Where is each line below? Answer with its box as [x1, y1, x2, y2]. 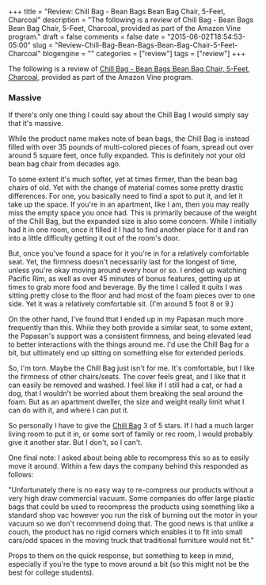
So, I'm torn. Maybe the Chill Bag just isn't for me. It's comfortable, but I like [8, 363, 255, 373]
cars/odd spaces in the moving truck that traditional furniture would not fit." [8, 536, 255, 545]
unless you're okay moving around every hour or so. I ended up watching [8, 265, 247, 275]
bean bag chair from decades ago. [8, 159, 121, 169]
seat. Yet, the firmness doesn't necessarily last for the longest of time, [8, 257, 237, 267]
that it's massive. [8, 119, 63, 128]
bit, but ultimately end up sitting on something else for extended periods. [8, 348, 245, 358]
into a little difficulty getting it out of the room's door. [8, 234, 180, 243]
